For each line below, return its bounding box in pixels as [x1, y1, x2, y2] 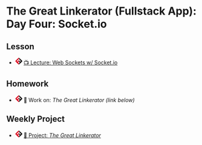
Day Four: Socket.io [6, 17, 107, 31]
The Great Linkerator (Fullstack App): [6, 4, 197, 18]
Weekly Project [6, 114, 65, 124]
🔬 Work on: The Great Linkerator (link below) [23, 96, 135, 104]
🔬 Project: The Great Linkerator [23, 132, 102, 139]
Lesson [6, 41, 34, 52]
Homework [6, 79, 49, 89]
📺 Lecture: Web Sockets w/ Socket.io [23, 59, 118, 66]
